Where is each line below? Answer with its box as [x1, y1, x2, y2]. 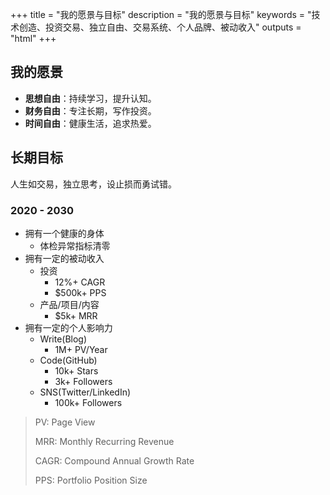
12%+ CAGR [54, 276, 106, 288]
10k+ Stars [54, 364, 99, 377]
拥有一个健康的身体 [24, 227, 105, 239]
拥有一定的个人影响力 [24, 321, 113, 333]
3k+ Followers [54, 375, 113, 387]
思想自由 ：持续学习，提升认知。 [24, 92, 157, 104]
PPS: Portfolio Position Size [34, 474, 148, 486]
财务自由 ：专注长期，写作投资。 [24, 104, 157, 117]
